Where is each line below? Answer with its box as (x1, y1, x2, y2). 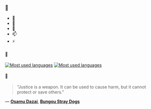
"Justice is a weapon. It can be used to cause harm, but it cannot (16, 84, 146, 90)
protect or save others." (16, 89, 64, 95)
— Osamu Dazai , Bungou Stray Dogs (5, 98, 80, 104)
